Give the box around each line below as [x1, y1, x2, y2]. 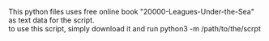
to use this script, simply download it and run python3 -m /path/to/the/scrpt [8, 24, 261, 33]
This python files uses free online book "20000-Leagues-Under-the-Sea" [8, 7, 255, 16]
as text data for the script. [8, 15, 95, 25]
